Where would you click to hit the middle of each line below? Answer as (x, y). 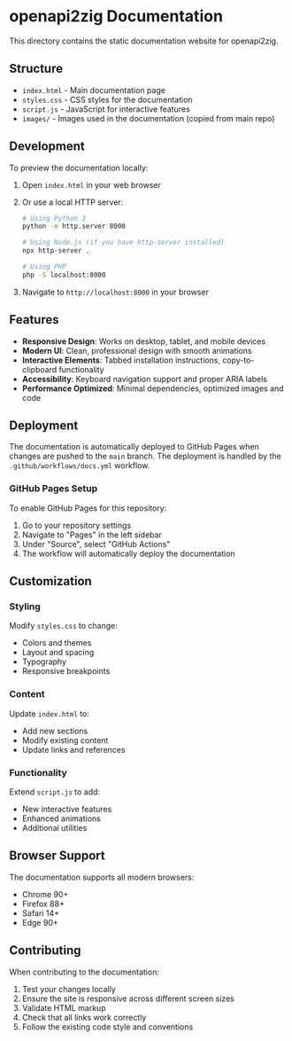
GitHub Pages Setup (54, 489)
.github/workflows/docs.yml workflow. (80, 466)
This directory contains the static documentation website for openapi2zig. (144, 41)
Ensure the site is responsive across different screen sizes (128, 998)
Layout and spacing (58, 653)
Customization (51, 581)
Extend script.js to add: (54, 792)
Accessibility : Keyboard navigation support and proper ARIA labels (145, 379)
